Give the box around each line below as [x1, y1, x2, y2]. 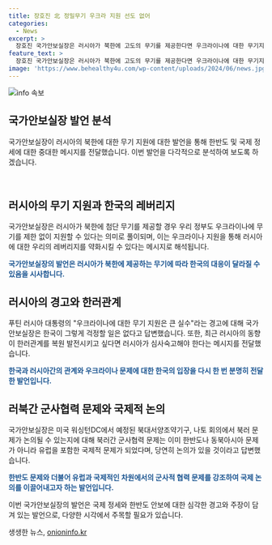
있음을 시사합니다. [8, 269, 66, 279]
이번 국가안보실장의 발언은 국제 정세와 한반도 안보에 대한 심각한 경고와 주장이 [8, 500, 251, 509]
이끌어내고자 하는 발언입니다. [23, 483, 114, 492]
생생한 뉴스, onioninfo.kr [8, 527, 87, 537]
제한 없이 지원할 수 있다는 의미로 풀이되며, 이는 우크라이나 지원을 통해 [23, 232, 241, 241]
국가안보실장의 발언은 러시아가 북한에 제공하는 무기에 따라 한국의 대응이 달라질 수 [8, 259, 261, 269]
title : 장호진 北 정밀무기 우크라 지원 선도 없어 [8, 11, 151, 20]
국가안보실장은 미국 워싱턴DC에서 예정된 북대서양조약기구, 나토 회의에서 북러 [8, 425, 250, 434]
